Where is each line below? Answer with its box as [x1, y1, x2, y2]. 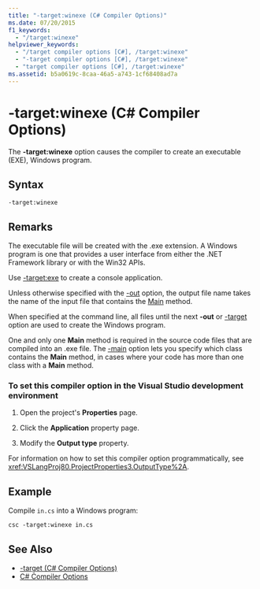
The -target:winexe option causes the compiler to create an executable [8, 146, 242, 156]
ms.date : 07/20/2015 [8, 19, 76, 27]
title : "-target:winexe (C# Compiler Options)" [8, 11, 168, 20]
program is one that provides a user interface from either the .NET [8, 250, 223, 259]
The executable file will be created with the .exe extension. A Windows [8, 241, 238, 250]
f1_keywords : [8, 26, 51, 34]
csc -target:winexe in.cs [8, 521, 93, 529]
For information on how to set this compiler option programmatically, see [8, 454, 244, 463]
